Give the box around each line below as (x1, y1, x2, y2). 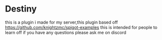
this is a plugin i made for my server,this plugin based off (5, 19, 118, 25)
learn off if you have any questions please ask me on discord (5, 29, 127, 35)
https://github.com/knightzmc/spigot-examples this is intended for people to (5, 24, 158, 30)
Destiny (5, 3, 37, 14)
